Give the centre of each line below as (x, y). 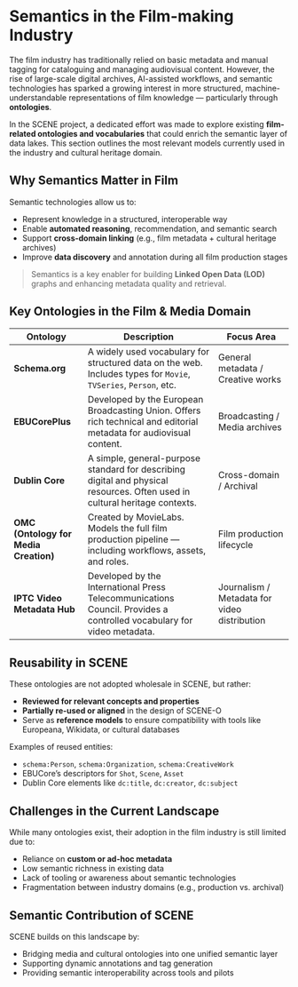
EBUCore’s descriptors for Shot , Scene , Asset (103, 774)
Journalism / (244, 586)
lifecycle (236, 545)
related (23, 133)
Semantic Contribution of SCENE (102, 915)
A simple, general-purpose (144, 458)
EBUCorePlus (42, 421)
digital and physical (128, 480)
